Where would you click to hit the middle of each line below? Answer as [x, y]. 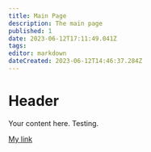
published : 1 [30, 31]
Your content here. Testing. [54, 123]
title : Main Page [38, 16]
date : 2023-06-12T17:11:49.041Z [63, 38]
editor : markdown [38, 53]
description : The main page [56, 23]
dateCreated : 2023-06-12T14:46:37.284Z [75, 61]
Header [34, 101]
